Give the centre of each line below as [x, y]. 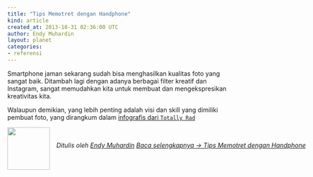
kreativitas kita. [29, 96]
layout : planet [30, 40]
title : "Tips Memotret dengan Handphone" [69, 14]
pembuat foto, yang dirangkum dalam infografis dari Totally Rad [101, 117]
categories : [25, 47]
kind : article [28, 21]
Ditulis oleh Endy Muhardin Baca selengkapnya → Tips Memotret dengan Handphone [181, 145]
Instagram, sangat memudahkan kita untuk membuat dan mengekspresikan [117, 88]
